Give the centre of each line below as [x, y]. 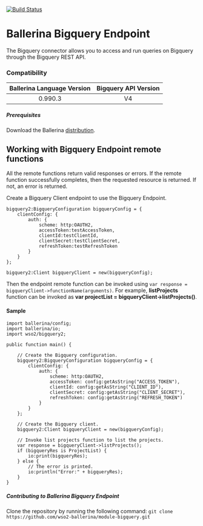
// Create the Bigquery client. [58, 424]
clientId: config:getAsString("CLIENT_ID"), [107, 387]
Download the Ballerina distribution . [51, 130]
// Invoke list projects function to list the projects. [91, 440]
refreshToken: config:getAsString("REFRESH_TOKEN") [116, 398]
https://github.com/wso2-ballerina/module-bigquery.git [78, 517]
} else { [28, 461]
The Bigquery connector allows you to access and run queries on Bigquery [100, 50]
